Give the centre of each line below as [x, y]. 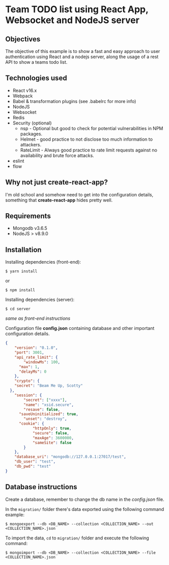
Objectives [23, 39]
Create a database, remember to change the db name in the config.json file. [85, 499]
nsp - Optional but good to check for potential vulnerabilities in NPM [92, 128]
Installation [23, 250]
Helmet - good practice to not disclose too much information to [86, 139]
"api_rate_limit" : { [36, 357]
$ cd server [18, 309]
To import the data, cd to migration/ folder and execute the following [77, 538]
